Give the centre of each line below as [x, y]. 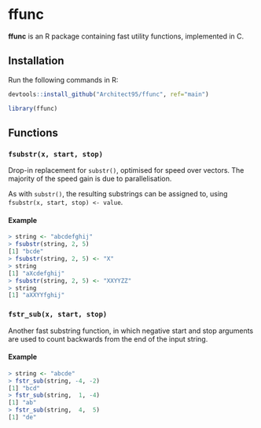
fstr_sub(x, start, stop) [58, 315]
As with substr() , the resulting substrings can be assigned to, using [118, 194]
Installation [36, 61]
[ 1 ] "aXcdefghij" [37, 273]
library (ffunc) [33, 108]
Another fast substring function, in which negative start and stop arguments [131, 331]
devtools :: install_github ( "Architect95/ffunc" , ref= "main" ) [109, 94]
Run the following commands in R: [63, 79]
